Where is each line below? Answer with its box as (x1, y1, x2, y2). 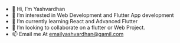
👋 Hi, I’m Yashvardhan (11, 6, 66, 12)
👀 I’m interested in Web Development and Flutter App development (11, 12, 174, 19)
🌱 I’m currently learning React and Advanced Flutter (11, 18, 138, 24)
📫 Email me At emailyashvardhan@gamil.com (11, 31, 124, 37)
